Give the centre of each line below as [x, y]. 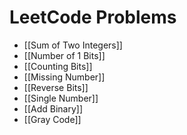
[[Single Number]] [61, 98]
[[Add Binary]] [53, 108]
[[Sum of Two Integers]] [73, 45]
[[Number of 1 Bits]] [64, 55]
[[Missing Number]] [64, 77]
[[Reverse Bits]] [56, 87]
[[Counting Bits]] [58, 66]
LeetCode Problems [93, 17]
